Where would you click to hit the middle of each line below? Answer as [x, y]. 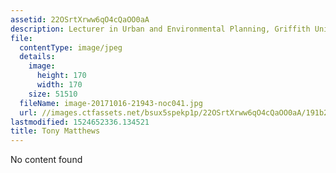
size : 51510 [53, 94]
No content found [46, 160]
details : [37, 57]
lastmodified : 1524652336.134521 [80, 122]
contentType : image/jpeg [71, 47]
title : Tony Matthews [55, 131]
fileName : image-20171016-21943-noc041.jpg [111, 103]
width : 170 [59, 85]
